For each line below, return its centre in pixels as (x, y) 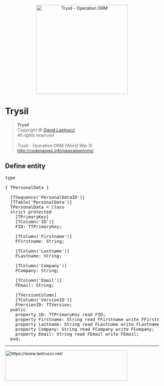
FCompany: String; (37, 270)
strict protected (31, 212)
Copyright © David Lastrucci (46, 130)
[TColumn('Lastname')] (42, 251)
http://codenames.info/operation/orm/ (55, 150)
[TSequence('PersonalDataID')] (48, 197)
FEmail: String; (35, 285)
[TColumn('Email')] (39, 280)
